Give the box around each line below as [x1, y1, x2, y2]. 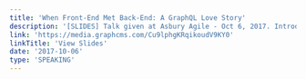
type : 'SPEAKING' [9, 55, 76, 64]
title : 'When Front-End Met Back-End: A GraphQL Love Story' [9, 13, 247, 23]
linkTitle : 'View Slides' [9, 38, 107, 48]
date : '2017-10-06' [9, 47, 84, 56]
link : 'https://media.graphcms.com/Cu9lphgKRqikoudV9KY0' [9, 30, 234, 39]
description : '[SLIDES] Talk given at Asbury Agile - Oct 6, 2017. [9, 22, 271, 31]
